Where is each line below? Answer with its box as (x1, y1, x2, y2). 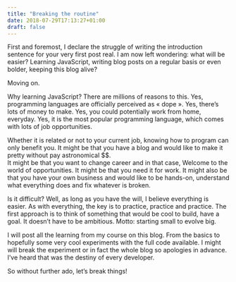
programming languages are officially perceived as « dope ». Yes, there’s (7, 100, 219, 109)
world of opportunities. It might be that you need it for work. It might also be (7, 166, 228, 175)
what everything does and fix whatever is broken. (7, 181, 151, 190)
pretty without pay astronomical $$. (7, 151, 111, 159)
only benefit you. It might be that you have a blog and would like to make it (7, 144, 223, 152)
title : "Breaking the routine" (7, 10, 99, 18)
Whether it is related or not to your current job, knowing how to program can (7, 136, 229, 145)
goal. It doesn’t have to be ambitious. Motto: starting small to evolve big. (7, 217, 217, 226)
